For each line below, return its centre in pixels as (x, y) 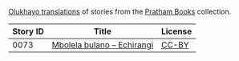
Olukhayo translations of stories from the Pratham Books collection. (120, 12)
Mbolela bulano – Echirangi (103, 45)
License (176, 31)
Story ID (28, 31)
